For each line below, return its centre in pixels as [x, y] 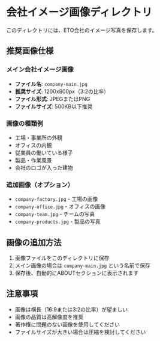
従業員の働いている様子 [44, 152]
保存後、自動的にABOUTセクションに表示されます [77, 273]
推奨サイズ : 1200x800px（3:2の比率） [62, 91]
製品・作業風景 [33, 160]
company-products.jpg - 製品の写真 [58, 222]
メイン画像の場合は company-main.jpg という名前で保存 [83, 266]
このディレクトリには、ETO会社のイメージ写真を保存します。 [82, 30]
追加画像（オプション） [40, 185]
